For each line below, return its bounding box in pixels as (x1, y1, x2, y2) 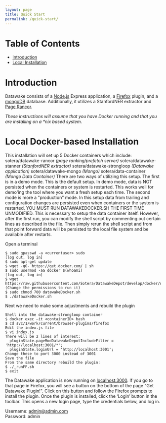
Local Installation (12, 60, 47, 65)
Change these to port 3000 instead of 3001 (5, 352, 96, 357)
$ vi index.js (5, 330, 35, 335)
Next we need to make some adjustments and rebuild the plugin (5, 303, 135, 309)
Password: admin (5, 414, 41, 420)
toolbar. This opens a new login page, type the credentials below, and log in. (5, 399, 161, 405)
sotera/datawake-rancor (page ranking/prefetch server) (5, 158, 119, 164)
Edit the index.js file (5, 325, 54, 330)
